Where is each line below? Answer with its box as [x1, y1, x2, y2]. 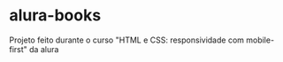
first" [9, 43, 28, 54]
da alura [29, 43, 59, 54]
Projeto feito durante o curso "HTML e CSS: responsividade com [9, 35, 245, 45]
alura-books [9, 5, 102, 26]
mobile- [246, 35, 275, 45]
